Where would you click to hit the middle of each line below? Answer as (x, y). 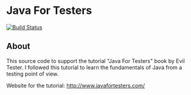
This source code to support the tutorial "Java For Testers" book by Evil (96, 61)
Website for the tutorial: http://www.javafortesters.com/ (76, 85)
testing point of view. (33, 74)
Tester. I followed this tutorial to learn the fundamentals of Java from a (94, 67)
